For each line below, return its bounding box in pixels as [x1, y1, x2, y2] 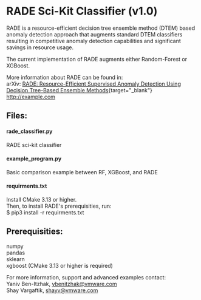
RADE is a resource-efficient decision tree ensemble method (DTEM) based [6, 24, 196, 32]
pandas [6, 249, 26, 256]
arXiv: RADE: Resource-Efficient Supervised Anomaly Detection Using [6, 80, 181, 87]
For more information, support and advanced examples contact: [6, 273, 166, 281]
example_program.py [6, 155, 62, 162]
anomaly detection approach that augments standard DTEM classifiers [6, 30, 183, 38]
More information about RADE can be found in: [6, 73, 123, 81]
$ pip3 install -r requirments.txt [6, 208, 84, 216]
